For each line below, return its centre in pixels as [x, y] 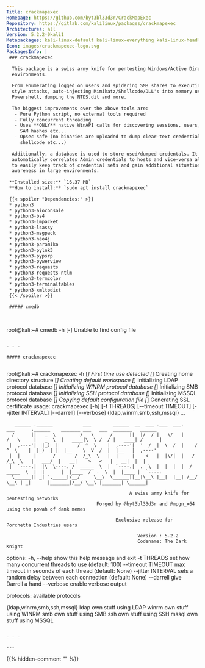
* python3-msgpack [32, 233]
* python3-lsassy [31, 228]
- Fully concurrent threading [53, 120]
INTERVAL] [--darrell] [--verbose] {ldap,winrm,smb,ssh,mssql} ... [103, 413]
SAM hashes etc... [43, 131]
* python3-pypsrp [31, 256]
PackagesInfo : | [27, 52]
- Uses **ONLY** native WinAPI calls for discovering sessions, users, [107, 126]
